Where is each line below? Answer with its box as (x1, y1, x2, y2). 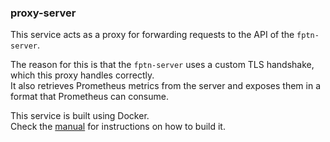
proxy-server (10, 6, 77, 20)
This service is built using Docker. (10, 110, 150, 122)
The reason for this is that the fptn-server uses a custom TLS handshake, (10, 59, 315, 71)
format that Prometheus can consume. (10, 91, 169, 103)
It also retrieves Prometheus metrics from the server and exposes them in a (10, 80, 322, 92)
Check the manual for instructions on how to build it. (10, 121, 226, 133)
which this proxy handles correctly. (10, 69, 155, 81)
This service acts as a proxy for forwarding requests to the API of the (10, 29, 295, 41)
